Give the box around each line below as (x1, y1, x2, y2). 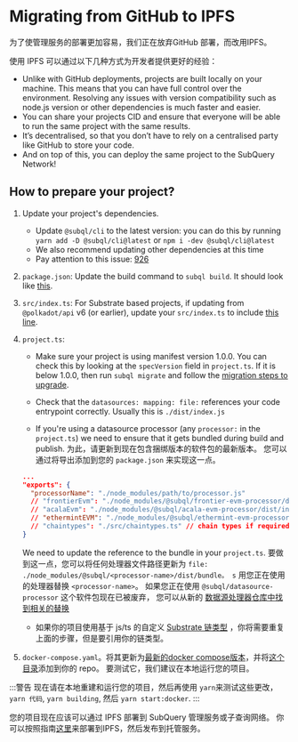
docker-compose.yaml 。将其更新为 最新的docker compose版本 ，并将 (21, 651, 270, 662)
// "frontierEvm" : (30, 496, 99, 506)
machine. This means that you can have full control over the (21, 83, 242, 93)
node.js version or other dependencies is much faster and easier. (21, 101, 261, 112)
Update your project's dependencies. (21, 207, 159, 219)
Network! (21, 158, 57, 169)
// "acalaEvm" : (30, 505, 87, 514)
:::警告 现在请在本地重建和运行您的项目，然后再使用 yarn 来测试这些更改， (9, 682, 278, 692)
